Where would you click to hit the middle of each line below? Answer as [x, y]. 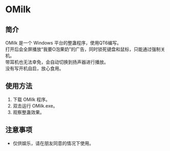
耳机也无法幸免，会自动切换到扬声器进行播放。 [59, 62]
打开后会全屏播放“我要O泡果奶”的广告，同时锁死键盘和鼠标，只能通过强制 [83, 49]
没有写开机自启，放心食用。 [35, 68]
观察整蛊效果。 [28, 112]
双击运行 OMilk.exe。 [35, 105]
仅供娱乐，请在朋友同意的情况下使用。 [53, 143]
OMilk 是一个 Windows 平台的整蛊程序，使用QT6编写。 [63, 43]
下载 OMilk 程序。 [31, 99]
